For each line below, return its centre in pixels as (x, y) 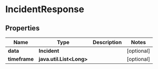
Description (107, 42)
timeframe (21, 59)
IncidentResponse (45, 9)
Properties (22, 28)
